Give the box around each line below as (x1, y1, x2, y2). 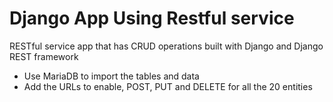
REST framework (9, 50, 79, 62)
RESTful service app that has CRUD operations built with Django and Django (9, 40, 324, 52)
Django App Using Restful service (9, 7, 295, 30)
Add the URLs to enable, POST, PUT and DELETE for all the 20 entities (23, 80, 313, 92)
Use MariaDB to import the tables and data (23, 70, 200, 82)
